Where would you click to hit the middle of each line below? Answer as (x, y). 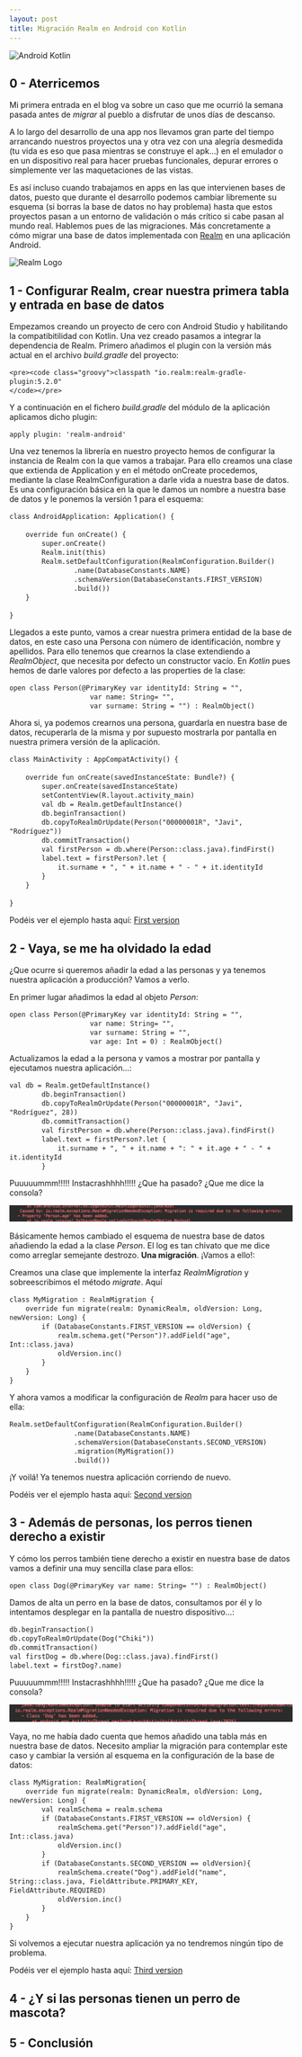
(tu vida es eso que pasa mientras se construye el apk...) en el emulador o (147, 151)
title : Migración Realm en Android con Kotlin (98, 28)
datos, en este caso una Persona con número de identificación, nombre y (145, 642)
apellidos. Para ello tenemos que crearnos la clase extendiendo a (130, 651)
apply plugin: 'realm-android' (68, 435)
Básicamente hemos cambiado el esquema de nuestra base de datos (137, 1236)
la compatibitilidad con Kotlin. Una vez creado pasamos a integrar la (135, 336)
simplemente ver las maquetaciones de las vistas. (101, 170)
